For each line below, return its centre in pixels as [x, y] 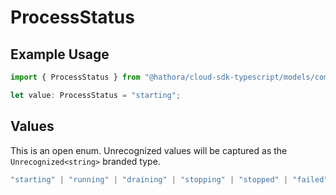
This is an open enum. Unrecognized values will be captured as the [149, 150]
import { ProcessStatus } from [75, 77]
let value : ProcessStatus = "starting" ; [96, 95]
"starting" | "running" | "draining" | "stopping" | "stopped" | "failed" [169, 179]
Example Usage [60, 54]
